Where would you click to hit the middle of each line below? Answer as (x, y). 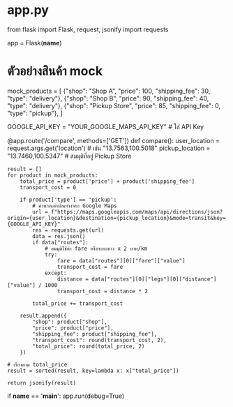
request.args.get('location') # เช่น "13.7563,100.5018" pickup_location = (109, 148)
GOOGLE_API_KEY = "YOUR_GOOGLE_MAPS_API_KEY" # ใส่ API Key (106, 126)
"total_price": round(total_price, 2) (89, 346)
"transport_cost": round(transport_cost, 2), (100, 340)
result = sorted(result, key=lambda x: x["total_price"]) (93, 371)
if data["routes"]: (61, 242)
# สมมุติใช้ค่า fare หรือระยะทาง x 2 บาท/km (96, 249)
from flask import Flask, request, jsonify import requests (88, 29)
